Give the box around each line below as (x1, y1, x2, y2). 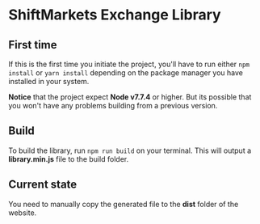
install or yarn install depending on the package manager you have (8, 68, 244, 78)
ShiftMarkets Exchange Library (8, 6, 221, 24)
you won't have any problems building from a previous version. (8, 101, 218, 110)
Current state (8, 178, 78, 192)
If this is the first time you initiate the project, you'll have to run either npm (8, 59, 250, 69)
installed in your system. (8, 77, 90, 86)
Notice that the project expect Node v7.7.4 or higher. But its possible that (8, 92, 252, 102)
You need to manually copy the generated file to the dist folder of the (8, 199, 239, 209)
